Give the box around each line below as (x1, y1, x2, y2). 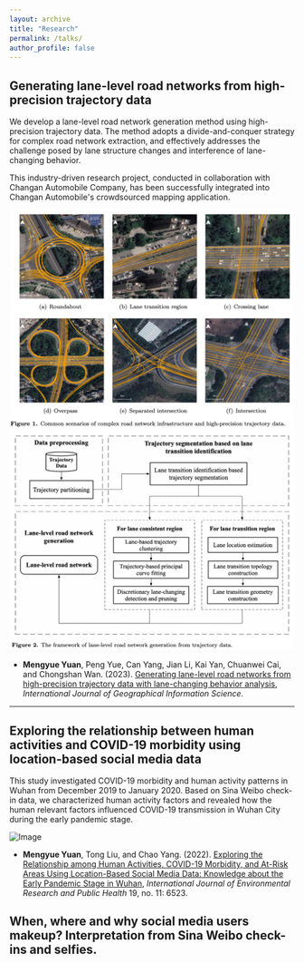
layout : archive (9, 15, 71, 24)
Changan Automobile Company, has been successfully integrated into (9, 182, 270, 193)
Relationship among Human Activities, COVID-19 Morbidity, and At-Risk (22, 859, 289, 870)
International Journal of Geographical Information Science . (22, 688, 244, 699)
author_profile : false (9, 44, 95, 53)
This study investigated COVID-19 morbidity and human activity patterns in (9, 775, 289, 786)
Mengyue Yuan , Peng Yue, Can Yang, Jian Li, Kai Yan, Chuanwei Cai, (22, 659, 282, 670)
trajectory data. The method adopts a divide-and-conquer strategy (45, 126, 296, 137)
